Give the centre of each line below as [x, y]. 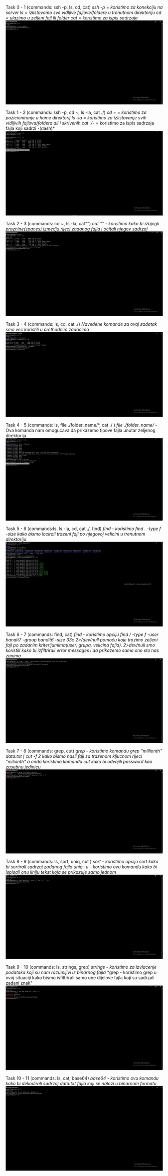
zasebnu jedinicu [23, 767]
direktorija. [17, 435]
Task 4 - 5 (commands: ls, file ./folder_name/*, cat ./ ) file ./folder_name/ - [82, 425]
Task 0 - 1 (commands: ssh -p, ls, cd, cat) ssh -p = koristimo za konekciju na [84, 7]
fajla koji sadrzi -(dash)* [30, 128]
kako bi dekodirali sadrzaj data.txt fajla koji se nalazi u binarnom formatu [81, 1084]
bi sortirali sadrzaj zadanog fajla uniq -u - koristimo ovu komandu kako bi [82, 867]
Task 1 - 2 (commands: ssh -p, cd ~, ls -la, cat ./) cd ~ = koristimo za [76, 112]
